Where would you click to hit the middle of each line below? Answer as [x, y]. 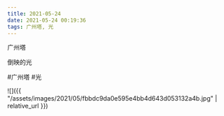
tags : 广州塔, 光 [31, 27]
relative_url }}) [28, 106]
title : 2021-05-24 [34, 14]
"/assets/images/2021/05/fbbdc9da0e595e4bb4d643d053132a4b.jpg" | [112, 99]
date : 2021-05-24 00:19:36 [47, 20]
